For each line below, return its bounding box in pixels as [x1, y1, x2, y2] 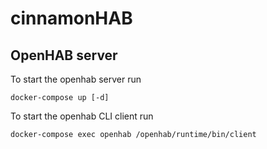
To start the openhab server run [10, 73, 142, 85]
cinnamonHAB [10, 7, 133, 30]
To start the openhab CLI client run [10, 110, 154, 122]
